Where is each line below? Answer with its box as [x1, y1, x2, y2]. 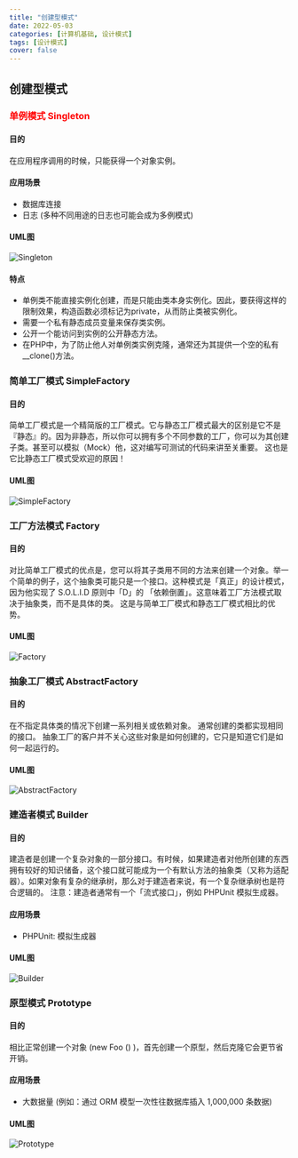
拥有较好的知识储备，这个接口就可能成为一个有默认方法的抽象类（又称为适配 [9, 865, 289, 875]
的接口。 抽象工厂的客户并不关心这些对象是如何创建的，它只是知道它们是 [9, 731, 276, 742]
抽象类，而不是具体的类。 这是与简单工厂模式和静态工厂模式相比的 [24, 597, 268, 609]
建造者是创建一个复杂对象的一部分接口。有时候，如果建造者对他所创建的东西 [9, 854, 289, 865]
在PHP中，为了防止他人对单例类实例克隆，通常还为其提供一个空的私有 [21, 339, 279, 350]
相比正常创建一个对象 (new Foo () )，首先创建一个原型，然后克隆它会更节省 [9, 1042, 284, 1052]
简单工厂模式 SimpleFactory [9, 375, 130, 387]
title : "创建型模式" [9, 12, 78, 22]
